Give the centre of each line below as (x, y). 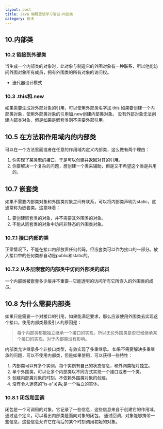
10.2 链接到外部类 (26, 55)
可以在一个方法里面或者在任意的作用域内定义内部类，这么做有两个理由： (77, 149)
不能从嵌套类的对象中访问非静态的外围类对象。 (59, 224)
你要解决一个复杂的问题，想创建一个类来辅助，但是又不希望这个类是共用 (84, 166)
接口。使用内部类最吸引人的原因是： (45, 322)
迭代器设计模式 (27, 83)
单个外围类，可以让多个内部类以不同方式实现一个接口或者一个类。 (78, 372)
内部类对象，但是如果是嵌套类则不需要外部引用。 (58, 120)
